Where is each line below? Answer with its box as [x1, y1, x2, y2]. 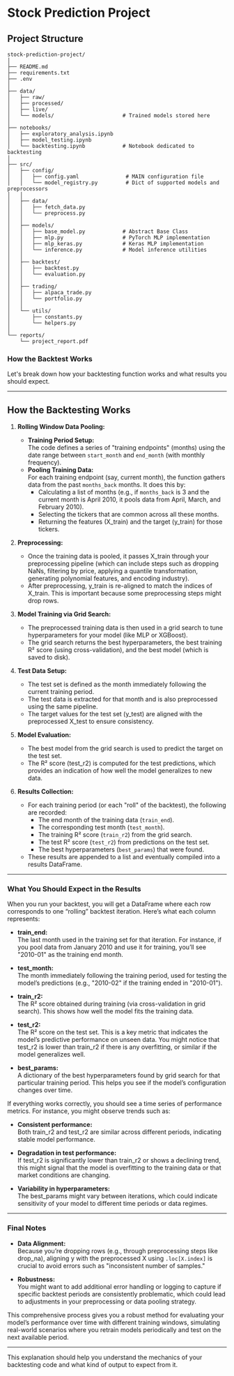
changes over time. [17, 1086, 73, 1094]
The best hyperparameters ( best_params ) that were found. [38, 845, 204, 854]
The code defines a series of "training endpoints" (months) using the [27, 444, 226, 452]
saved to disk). [27, 653, 70, 662]
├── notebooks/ [7, 124, 52, 131]
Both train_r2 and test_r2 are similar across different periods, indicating [17, 1128, 221, 1136]
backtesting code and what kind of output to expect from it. [7, 1360, 178, 1368]
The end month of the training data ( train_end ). [38, 816, 175, 824]
